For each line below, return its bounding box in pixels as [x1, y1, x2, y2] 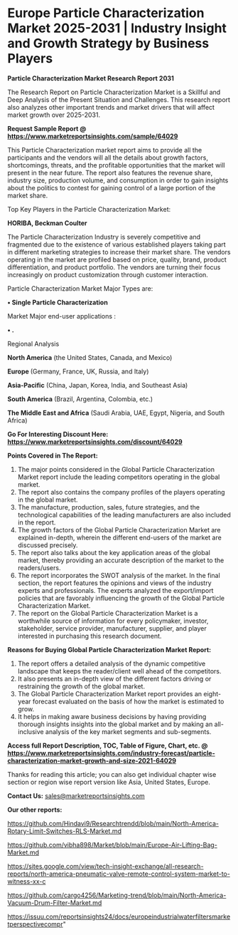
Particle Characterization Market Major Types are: [7, 284, 153, 293]
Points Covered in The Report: [7, 451, 98, 460]
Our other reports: [7, 805, 63, 814]
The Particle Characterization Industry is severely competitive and [7, 232, 201, 241]
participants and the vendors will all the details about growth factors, [7, 153, 208, 162]
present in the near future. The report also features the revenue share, [7, 168, 213, 177]
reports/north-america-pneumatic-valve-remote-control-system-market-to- [7, 869, 231, 878]
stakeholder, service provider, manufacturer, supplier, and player [17, 624, 207, 632]
